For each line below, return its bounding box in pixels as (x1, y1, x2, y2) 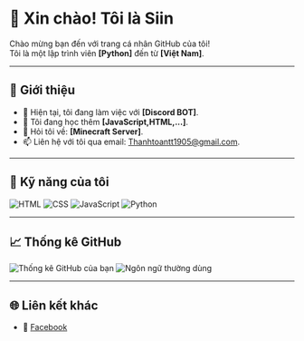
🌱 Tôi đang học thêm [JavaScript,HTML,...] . (22, 116, 188, 127)
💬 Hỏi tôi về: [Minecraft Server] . (22, 126, 144, 137)
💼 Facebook (22, 322, 68, 333)
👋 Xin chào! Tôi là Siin (9, 8, 175, 29)
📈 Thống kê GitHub (9, 234, 122, 249)
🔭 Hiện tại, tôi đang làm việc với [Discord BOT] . (22, 106, 199, 117)
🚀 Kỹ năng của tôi (9, 174, 109, 190)
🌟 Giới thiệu (9, 83, 75, 98)
